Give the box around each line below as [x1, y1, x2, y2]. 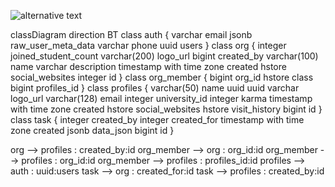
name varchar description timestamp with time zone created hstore [10, 61, 287, 72]
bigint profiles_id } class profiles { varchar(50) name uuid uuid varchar [10, 82, 300, 94]
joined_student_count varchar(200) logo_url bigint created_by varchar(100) [10, 50, 319, 62]
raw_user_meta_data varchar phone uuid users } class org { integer [10, 40, 287, 51]
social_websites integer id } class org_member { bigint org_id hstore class [10, 71, 314, 83]
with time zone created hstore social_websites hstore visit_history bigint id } [10, 103, 323, 115]
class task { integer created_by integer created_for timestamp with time [10, 114, 305, 125]
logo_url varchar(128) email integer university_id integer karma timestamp [10, 93, 313, 104]
